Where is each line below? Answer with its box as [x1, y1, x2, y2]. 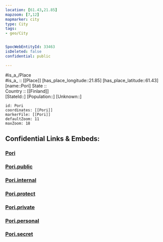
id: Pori [5, 103, 24, 108]
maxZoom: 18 [5, 120, 30, 126]
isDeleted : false [5, 49, 42, 54]
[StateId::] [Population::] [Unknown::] [5, 93, 82, 99]
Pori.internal [5, 176, 37, 184]
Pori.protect [5, 190, 35, 197]
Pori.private [5, 204, 35, 211]
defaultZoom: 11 [5, 116, 39, 122]
